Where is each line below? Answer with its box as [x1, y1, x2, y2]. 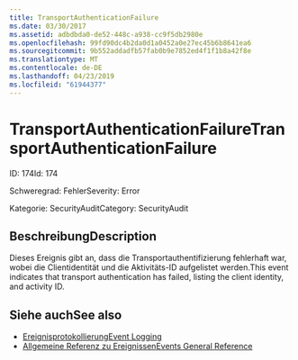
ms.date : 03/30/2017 [9, 22, 87, 31]
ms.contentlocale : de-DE [9, 64, 103, 73]
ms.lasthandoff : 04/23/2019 [9, 72, 115, 81]
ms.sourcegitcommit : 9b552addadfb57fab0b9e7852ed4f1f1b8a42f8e [9, 47, 252, 56]
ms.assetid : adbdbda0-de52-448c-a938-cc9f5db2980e [9, 30, 203, 39]
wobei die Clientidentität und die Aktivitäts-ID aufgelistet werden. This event [9, 262, 289, 273]
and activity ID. [9, 281, 65, 292]
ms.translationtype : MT [9, 55, 99, 64]
